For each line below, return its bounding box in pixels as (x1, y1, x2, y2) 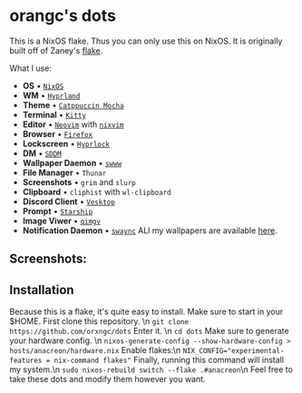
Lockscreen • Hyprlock (22, 138, 111, 149)
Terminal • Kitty (22, 109, 86, 120)
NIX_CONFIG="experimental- (182, 347, 285, 356)
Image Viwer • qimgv (22, 215, 102, 226)
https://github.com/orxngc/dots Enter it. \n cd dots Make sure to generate (9, 326, 289, 337)
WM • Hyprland (22, 90, 81, 101)
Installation (9, 282, 74, 298)
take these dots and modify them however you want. (9, 374, 206, 385)
